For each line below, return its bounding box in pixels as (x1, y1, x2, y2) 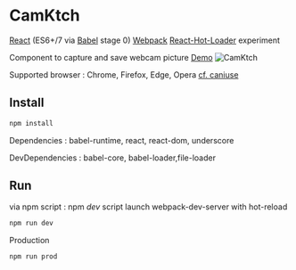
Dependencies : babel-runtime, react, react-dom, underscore (9, 135, 234, 145)
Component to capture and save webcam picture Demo (9, 52, 213, 62)
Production (9, 235, 50, 246)
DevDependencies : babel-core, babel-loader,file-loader (9, 152, 217, 163)
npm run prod (9, 252, 58, 261)
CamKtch (9, 5, 80, 26)
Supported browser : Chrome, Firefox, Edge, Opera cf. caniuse (9, 69, 239, 80)
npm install (9, 119, 53, 127)
